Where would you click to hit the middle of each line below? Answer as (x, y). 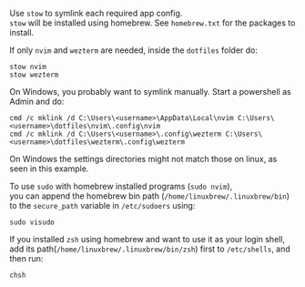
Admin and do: (37, 101)
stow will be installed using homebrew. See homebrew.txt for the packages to (152, 23)
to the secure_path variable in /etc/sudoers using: (102, 205)
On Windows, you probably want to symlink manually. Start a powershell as (150, 92)
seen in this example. (49, 169)
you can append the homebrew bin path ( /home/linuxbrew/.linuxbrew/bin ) (149, 196)
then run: (26, 258)
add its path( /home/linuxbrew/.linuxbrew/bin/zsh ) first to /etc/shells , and (150, 249)
